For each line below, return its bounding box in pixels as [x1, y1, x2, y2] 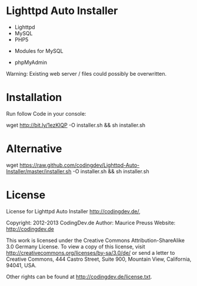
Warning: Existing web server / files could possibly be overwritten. [6, 70, 167, 77]
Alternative [6, 142, 62, 156]
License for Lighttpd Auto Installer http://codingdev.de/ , [6, 207, 141, 215]
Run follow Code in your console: [6, 110, 86, 117]
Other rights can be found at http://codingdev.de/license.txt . [6, 273, 152, 280]
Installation [6, 91, 62, 104]
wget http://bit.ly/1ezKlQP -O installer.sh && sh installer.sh [6, 122, 146, 129]
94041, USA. [6, 261, 37, 268]
